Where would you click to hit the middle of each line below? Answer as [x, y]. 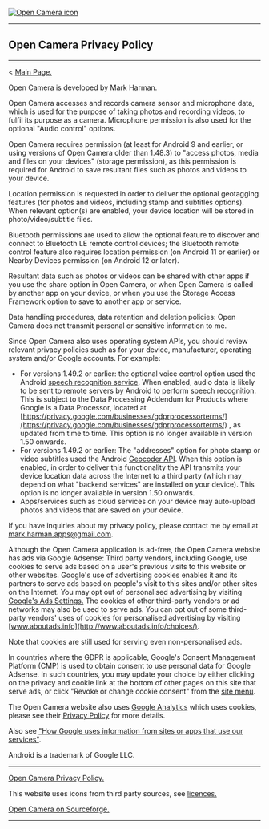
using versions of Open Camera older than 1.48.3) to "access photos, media [133, 152]
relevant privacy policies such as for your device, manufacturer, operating [130, 350]
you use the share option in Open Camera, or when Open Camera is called [131, 284]
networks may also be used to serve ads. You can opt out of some [117, 609]
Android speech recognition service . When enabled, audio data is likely [137, 382]
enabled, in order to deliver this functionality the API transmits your [130, 467]
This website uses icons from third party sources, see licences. [113, 793]
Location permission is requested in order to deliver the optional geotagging [134, 193]
